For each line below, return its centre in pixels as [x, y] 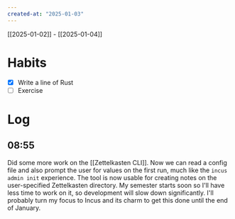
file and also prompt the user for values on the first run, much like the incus [117, 170]
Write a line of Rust [45, 82]
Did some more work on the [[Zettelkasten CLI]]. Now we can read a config [117, 162]
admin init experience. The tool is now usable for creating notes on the [112, 177]
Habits [27, 63]
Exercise [30, 90]
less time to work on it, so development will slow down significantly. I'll [111, 193]
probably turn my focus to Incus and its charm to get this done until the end [118, 200]
